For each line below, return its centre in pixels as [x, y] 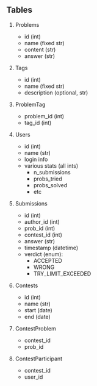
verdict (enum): [43, 254]
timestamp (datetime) [51, 248]
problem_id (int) [44, 116]
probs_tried [48, 179]
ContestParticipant [39, 359]
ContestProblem [36, 328]
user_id [34, 377]
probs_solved [50, 185]
